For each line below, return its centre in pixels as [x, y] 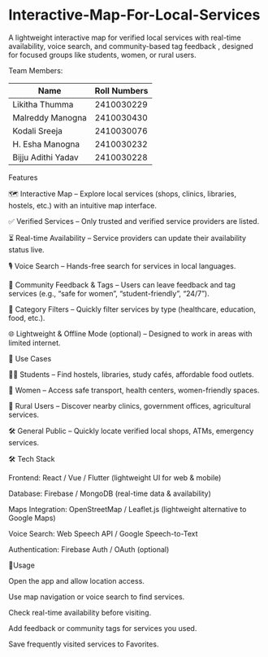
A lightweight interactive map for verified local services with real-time [125, 37]
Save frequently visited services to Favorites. [84, 644]
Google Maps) [32, 518]
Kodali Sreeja [38, 130]
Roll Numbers [121, 90]
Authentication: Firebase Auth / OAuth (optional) [89, 549]
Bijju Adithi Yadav [45, 157]
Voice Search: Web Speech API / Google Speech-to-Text [103, 533]
